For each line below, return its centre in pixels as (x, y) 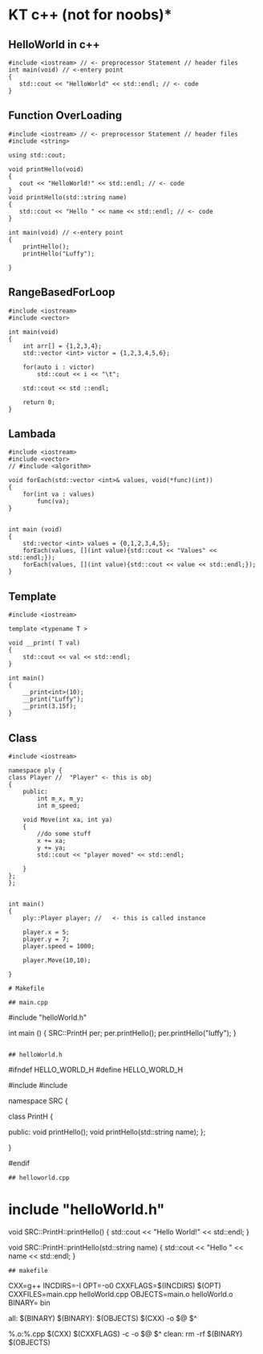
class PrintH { (31, 1117)
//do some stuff (64, 834)
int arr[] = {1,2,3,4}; (63, 346)
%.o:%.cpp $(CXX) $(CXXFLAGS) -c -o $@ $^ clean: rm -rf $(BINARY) (125, 1334)
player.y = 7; (46, 939)
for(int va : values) (59, 495)
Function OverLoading (65, 115)
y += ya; (52, 848)
